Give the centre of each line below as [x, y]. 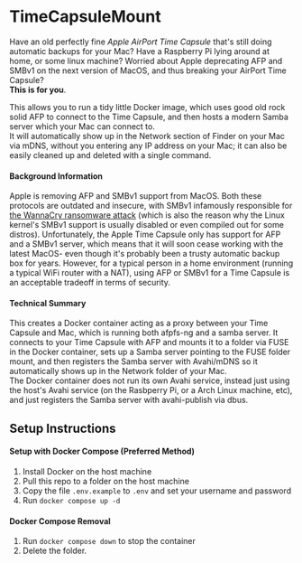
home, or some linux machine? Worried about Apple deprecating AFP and [146, 61]
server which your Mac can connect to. [82, 126]
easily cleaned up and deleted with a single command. [110, 155]
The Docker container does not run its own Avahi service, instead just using [150, 380]
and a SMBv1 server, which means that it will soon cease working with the [146, 244]
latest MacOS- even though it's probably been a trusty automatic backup [145, 254]
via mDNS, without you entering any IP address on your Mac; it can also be [148, 145]
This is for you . [38, 89]
